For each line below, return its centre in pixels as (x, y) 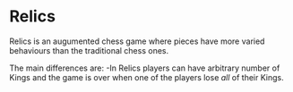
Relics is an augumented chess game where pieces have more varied (137, 41)
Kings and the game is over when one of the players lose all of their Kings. (146, 77)
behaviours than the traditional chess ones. (89, 50)
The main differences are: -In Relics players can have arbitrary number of (145, 68)
